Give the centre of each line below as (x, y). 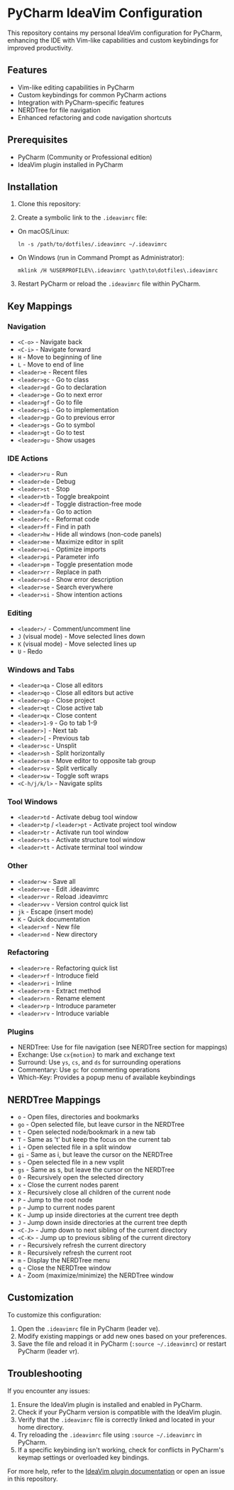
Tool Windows (33, 801)
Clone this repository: (49, 204)
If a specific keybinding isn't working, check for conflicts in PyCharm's (121, 1449)
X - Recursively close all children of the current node (94, 1192)
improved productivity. (40, 48)
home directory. (41, 1427)
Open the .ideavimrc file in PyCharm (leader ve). (89, 1328)
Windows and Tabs (41, 669)
